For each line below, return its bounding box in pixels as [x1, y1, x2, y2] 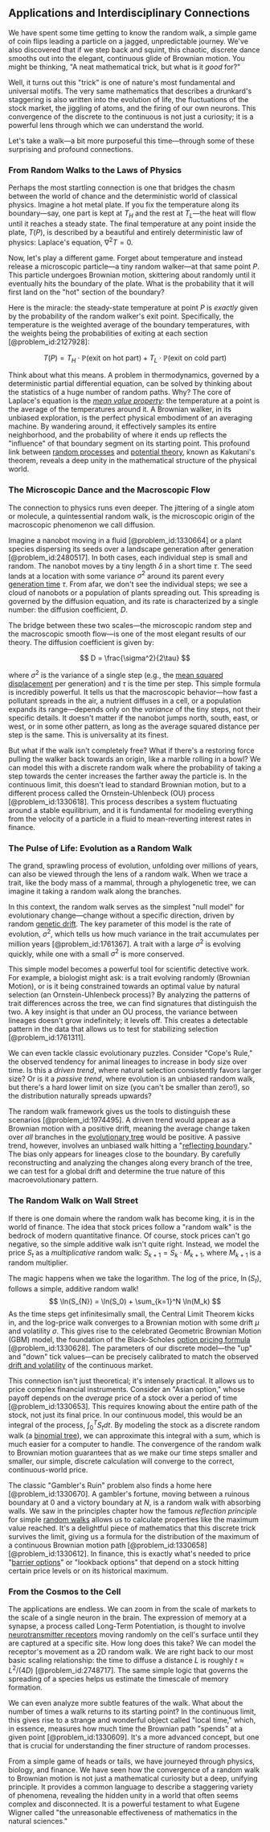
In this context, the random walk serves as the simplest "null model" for [8, 902, 245, 912]
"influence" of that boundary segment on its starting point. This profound [8, 438, 251, 449]
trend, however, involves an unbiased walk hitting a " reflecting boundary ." [8, 1141, 253, 1151]
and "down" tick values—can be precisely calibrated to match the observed [8, 1352, 259, 1362]
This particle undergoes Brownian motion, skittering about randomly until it [8, 269, 256, 280]
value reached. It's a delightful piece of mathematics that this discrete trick [8, 1523, 256, 1533]
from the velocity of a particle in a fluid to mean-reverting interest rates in [8, 814, 252, 824]
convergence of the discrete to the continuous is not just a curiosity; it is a [8, 112, 254, 121]
